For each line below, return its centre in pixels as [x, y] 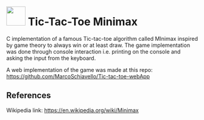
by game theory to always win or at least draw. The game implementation [98, 45]
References [29, 95]
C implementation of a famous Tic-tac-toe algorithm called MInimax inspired [102, 38]
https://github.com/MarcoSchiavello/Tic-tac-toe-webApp [78, 76]
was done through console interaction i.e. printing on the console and [93, 51]
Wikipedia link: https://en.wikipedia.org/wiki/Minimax [72, 110]
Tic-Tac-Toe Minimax [83, 22]
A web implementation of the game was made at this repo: [79, 69]
